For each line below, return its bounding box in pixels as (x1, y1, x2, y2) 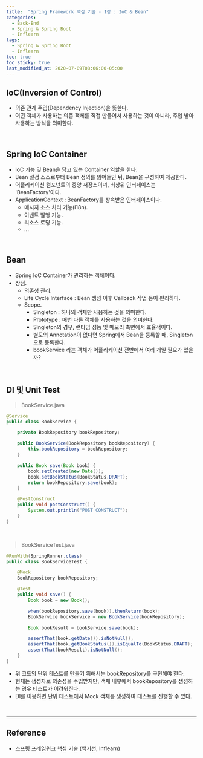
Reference (6, 728, 47, 738)
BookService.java (21, 401, 65, 408)
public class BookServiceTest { (6, 558, 88, 564)
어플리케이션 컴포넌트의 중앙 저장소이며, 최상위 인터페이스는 (14, 181, 156, 188)
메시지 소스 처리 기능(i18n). (24, 204, 88, 211)
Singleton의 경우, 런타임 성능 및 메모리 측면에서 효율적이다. (33, 323, 173, 330)
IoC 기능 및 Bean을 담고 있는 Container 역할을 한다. (14, 166, 138, 173)
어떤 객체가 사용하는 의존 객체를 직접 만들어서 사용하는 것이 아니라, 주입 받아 (14, 112, 195, 119)
